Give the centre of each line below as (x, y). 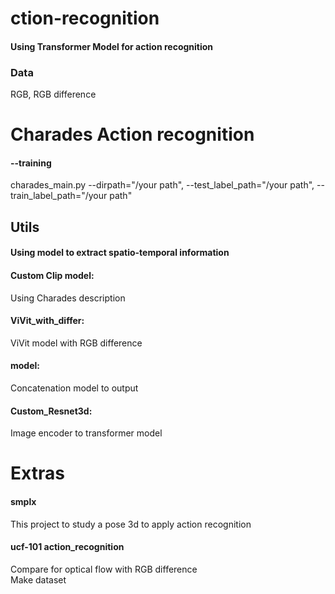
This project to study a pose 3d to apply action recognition (131, 524)
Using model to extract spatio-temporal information (120, 253)
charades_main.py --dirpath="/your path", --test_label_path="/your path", (162, 185)
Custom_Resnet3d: (51, 411)
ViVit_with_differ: (47, 321)
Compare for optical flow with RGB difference (104, 569)
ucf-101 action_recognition (67, 547)
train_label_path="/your (59, 196)
